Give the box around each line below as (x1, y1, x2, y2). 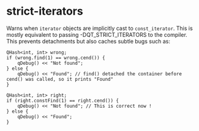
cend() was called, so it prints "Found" (6, 76, 114, 82)
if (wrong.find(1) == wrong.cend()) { (6, 54, 105, 61)
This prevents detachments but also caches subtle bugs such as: (6, 37, 170, 45)
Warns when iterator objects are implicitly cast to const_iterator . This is (6, 24, 193, 32)
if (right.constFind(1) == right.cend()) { (6, 97, 119, 103)
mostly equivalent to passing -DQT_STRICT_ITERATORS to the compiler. (6, 31, 188, 38)
